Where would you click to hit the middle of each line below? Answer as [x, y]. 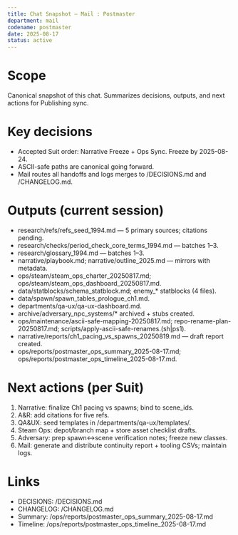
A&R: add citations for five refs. [63, 415]
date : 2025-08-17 [33, 34]
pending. [31, 238]
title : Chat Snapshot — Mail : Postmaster [71, 14]
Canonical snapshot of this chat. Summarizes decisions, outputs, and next [116, 95]
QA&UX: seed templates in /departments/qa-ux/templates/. [104, 422]
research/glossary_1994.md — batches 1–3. [81, 253]
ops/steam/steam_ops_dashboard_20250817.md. [89, 283]
